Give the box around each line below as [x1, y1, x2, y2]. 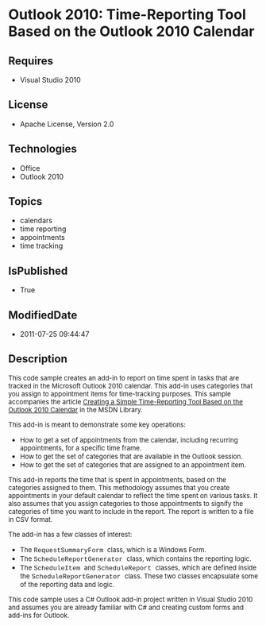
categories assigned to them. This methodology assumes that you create [8, 483, 230, 492]
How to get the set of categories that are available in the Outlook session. [19, 451, 244, 461]
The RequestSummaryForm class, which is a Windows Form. [19, 545, 206, 555]
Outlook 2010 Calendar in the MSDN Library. [8, 405, 143, 414]
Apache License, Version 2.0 [19, 119, 114, 129]
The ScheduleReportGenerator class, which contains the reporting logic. [19, 554, 252, 563]
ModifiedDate [8, 308, 78, 322]
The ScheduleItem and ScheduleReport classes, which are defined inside [19, 562, 256, 573]
